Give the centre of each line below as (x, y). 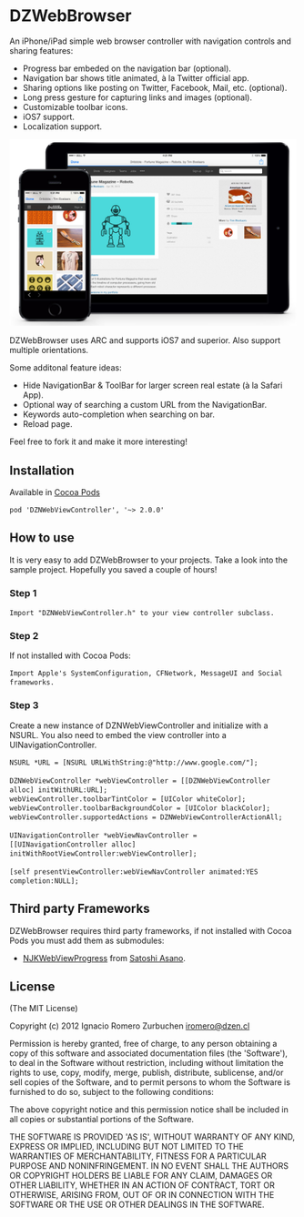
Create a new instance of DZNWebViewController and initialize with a (139, 725)
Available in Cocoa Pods (55, 492)
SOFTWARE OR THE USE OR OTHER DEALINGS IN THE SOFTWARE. (137, 1205)
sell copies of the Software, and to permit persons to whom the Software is (150, 1082)
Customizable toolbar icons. (75, 106)
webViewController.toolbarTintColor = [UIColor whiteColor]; (128, 799)
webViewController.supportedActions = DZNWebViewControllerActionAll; (146, 817)
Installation (42, 470)
